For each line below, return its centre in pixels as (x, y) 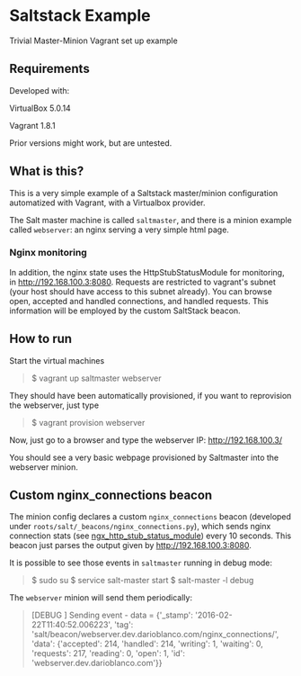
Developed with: (40, 90)
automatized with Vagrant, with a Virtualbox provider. (107, 203)
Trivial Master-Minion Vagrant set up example (93, 41)
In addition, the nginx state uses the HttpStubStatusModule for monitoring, (147, 272)
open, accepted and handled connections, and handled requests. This (139, 301)
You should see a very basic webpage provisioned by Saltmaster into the (144, 457)
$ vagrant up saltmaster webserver (96, 378)
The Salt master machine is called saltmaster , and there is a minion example (150, 220)
